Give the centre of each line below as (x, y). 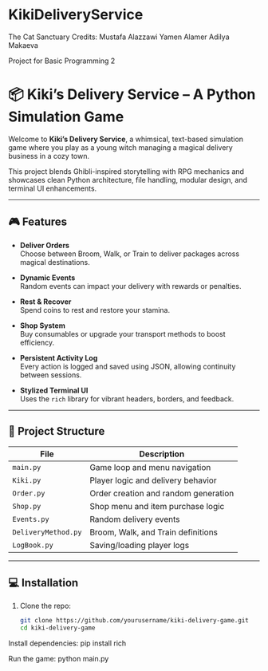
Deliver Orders (45, 245)
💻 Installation (43, 583)
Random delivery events (135, 519)
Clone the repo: (45, 606)
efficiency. (37, 342)
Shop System (42, 326)
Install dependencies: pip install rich (67, 643)
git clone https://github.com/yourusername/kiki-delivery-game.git (134, 621)
